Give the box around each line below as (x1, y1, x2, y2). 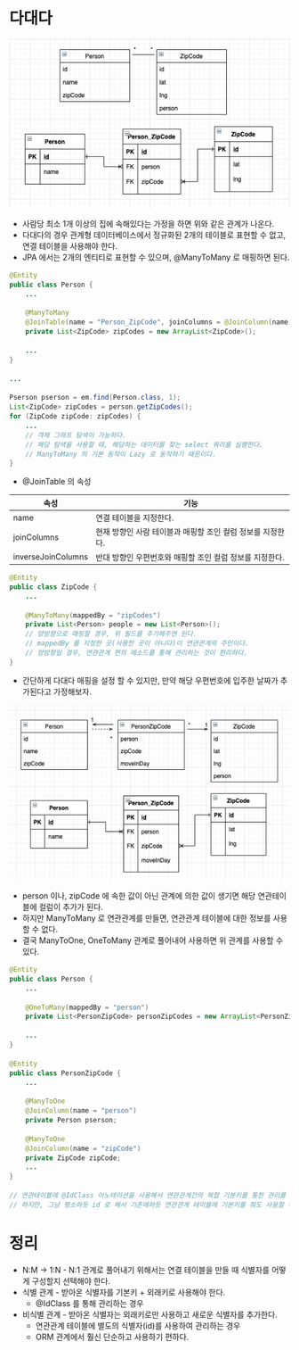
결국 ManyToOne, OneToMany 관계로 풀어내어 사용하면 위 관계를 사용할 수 (21, 935, 284, 946)
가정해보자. (53, 686, 92, 697)
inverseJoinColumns (12, 551, 89, 562)
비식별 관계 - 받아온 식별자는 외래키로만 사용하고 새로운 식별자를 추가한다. (21, 1309, 278, 1320)
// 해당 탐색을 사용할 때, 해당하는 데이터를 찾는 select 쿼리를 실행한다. (25, 440, 264, 449)
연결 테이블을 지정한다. (95, 512, 174, 523)
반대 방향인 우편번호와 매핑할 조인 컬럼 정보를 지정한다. (95, 551, 285, 562)
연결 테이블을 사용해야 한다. (21, 240, 118, 251)
